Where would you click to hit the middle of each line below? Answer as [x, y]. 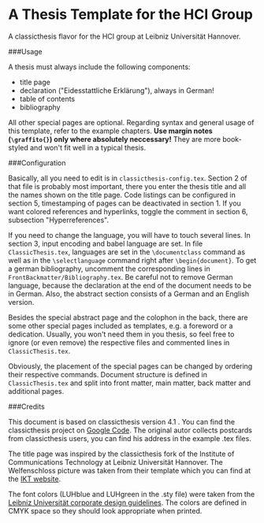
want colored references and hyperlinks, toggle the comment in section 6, [128, 211]
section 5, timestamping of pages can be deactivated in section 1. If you [125, 203]
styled [19, 147]
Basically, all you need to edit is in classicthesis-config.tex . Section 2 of [128, 178]
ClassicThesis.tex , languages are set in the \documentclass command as [127, 252]
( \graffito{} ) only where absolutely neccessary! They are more [115, 139]
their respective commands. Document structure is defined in [108, 374]
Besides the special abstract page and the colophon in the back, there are [128, 317]
